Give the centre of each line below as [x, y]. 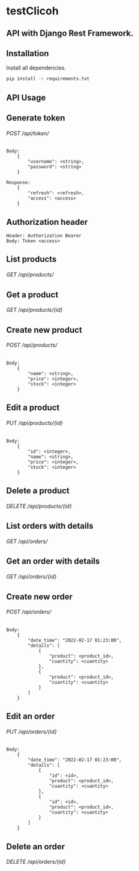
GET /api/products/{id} [34, 310]
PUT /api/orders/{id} [31, 731]
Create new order [40, 597]
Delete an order [36, 846]
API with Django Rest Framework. [70, 33]
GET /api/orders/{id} [31, 577]
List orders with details [50, 526]
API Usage [26, 97]
